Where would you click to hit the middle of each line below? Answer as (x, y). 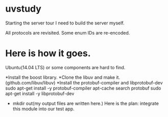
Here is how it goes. (48, 53)
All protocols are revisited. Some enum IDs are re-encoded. (68, 33)
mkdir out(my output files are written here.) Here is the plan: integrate (86, 103)
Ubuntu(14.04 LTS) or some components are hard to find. (65, 67)
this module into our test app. (44, 109)
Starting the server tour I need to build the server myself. (65, 23)
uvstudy (23, 9)
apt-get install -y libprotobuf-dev (40, 93)
